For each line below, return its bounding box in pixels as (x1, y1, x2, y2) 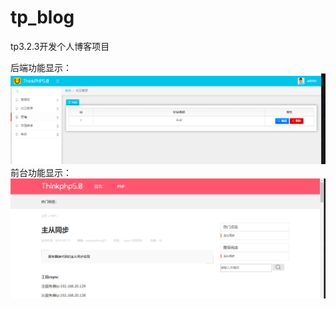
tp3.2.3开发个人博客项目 (10, 40, 110, 52)
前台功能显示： (10, 167, 72, 179)
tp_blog (10, 6, 75, 29)
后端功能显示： (10, 61, 72, 73)
